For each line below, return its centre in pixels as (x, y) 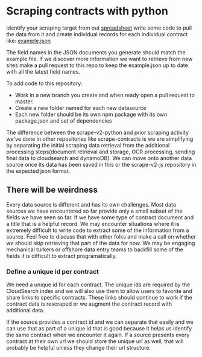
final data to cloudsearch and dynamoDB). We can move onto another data (99, 158)
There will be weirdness (52, 190)
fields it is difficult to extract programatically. (62, 256)
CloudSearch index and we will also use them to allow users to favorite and (99, 291)
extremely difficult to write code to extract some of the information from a (98, 230)
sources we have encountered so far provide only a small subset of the (94, 211)
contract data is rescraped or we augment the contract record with (89, 304)
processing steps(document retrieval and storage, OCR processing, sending (101, 152)
